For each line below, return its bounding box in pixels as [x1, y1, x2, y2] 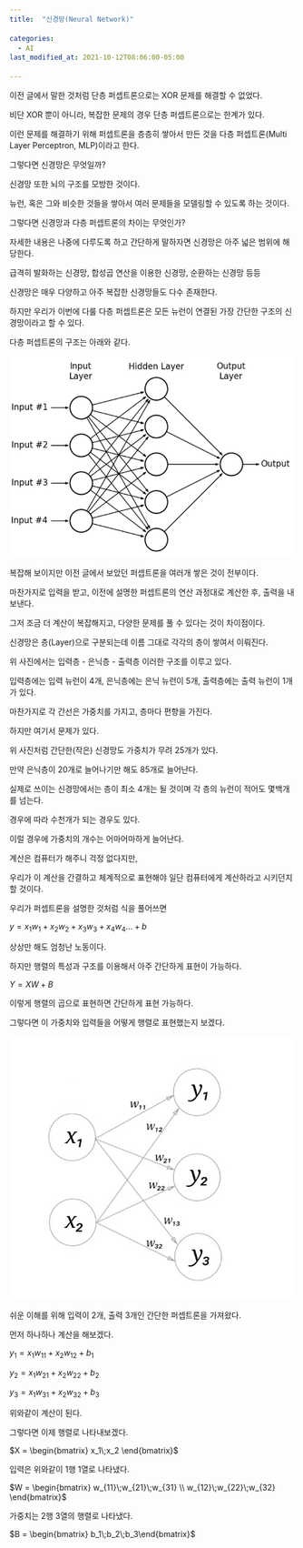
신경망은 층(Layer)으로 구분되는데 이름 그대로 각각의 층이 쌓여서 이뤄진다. [9, 637, 269, 648]
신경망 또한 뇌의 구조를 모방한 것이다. [9, 178, 141, 189]
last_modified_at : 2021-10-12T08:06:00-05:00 [9, 53, 184, 63]
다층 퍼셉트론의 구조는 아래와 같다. [9, 337, 131, 347]
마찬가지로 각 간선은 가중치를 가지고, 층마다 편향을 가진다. [9, 706, 213, 717]
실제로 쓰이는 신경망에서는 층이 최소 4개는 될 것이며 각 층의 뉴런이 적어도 [9, 783, 266, 794]
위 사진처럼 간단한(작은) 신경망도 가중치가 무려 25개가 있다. [9, 744, 219, 755]
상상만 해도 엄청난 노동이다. [9, 941, 107, 952]
